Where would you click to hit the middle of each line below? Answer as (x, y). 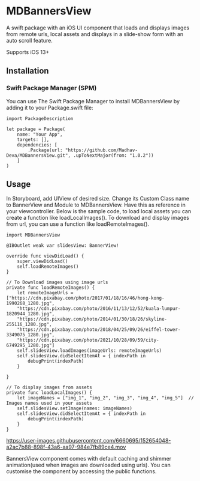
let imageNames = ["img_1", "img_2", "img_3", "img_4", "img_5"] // (106, 398)
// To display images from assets (49, 388)
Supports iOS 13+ (28, 52)
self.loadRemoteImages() (48, 267)
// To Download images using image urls (57, 283)
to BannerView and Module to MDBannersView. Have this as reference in (96, 205)
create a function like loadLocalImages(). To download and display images (98, 218)
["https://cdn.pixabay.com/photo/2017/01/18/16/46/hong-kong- (85, 298)
